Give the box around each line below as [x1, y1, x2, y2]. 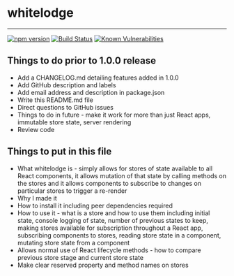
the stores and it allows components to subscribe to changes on [17, 179, 202, 187]
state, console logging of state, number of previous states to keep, [17, 216, 209, 224]
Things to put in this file [7, 145, 112, 158]
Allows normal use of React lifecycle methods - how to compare [17, 246, 202, 254]
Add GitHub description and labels [17, 80, 116, 89]
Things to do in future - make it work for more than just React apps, [17, 110, 211, 119]
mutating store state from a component [17, 238, 130, 247]
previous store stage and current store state [17, 253, 144, 261]
